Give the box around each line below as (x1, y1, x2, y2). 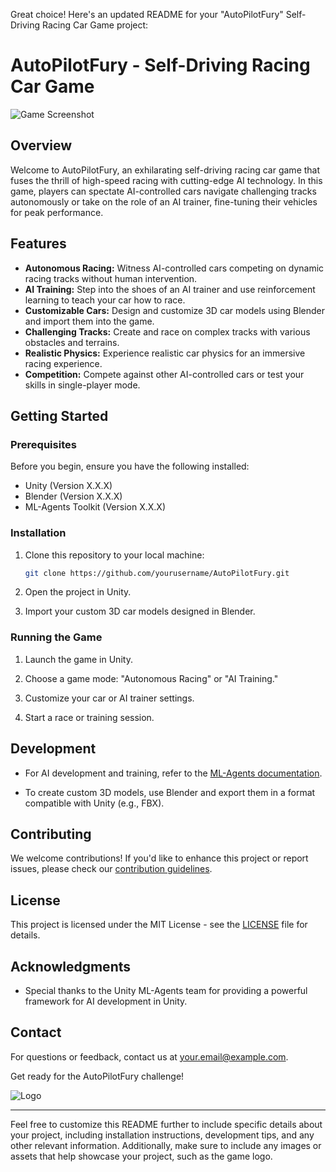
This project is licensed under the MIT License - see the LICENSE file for (10, 919, 308, 931)
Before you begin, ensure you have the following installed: (10, 460, 250, 473)
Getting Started (10, 407, 109, 424)
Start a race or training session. (24, 711, 155, 723)
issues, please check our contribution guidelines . (10, 863, 213, 875)
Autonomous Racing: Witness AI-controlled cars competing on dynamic (24, 262, 325, 274)
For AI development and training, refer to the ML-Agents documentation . (24, 767, 323, 779)
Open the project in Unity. (24, 586, 132, 598)
